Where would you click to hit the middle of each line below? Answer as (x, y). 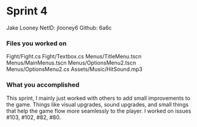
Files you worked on (36, 43)
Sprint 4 (27, 11)
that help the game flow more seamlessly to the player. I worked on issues (99, 111)
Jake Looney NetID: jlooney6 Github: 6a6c (59, 28)
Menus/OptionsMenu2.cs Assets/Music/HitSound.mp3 (74, 69)
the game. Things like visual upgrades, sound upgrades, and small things (98, 104)
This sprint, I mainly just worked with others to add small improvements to (98, 98)
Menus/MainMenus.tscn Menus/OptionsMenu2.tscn (71, 63)
